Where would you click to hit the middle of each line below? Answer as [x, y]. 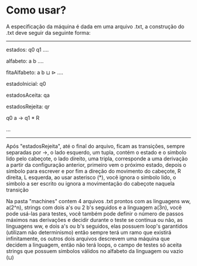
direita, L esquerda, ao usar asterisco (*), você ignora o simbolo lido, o [91, 177]
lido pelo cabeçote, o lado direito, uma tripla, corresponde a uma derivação [97, 159]
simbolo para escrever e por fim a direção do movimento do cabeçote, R [94, 171]
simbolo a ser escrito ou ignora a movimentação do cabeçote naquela [90, 183]
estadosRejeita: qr [28, 106]
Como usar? [36, 10]
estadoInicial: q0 [26, 83]
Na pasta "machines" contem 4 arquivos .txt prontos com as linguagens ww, [98, 201]
